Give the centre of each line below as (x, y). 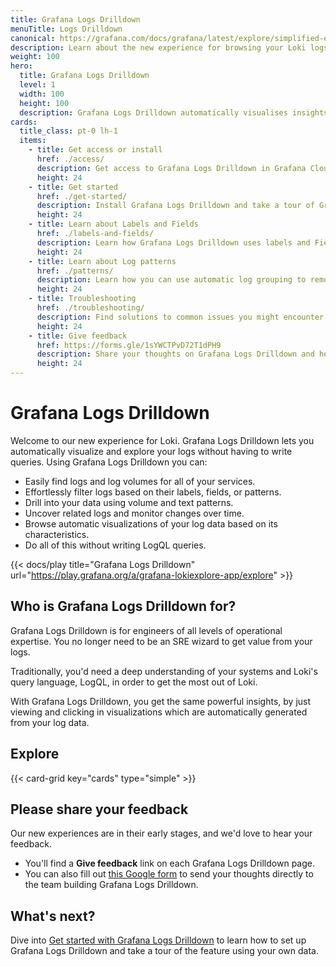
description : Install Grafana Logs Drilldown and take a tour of (175, 206)
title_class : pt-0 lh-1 (68, 131)
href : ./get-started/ (82, 196)
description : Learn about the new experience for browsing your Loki (158, 47)
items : (33, 141)
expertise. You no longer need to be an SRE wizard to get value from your (161, 641)
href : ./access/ (70, 159)
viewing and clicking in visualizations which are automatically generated (159, 712)
